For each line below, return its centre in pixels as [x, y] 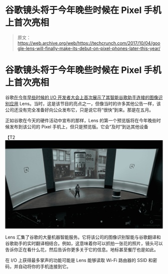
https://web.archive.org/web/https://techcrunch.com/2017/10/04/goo [89, 43]
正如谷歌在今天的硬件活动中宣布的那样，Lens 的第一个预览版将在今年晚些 [81, 120]
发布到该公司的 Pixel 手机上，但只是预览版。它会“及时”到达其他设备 [79, 127]
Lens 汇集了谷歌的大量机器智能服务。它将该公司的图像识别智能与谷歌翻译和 [83, 237]
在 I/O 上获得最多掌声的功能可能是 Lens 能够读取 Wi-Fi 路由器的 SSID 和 [79, 261]
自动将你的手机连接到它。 [44, 267]
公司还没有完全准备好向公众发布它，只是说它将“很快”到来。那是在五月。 [79, 110]
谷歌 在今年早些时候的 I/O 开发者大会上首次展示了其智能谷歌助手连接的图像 [82, 97]
